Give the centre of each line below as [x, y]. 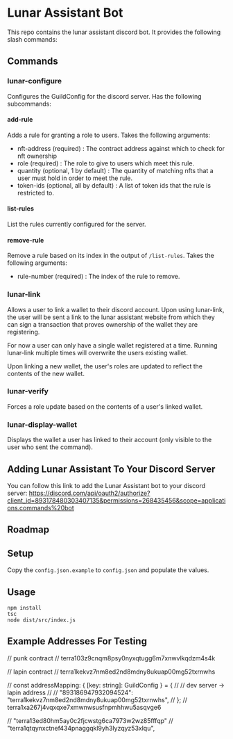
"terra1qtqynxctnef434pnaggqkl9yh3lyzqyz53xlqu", [81, 728]
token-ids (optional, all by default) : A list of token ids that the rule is [114, 185]
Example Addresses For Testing [77, 641]
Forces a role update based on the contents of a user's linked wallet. [105, 406]
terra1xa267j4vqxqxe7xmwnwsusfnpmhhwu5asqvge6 [84, 707]
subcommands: [29, 104]
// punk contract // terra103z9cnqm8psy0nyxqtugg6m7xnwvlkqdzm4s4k [111, 658]
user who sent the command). [50, 447]
